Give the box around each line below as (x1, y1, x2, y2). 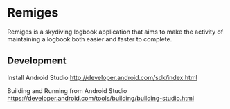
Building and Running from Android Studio (7, 86, 127, 95)
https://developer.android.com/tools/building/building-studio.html (7, 94, 195, 102)
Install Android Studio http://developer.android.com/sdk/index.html (7, 73, 197, 81)
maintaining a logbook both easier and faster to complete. (7, 34, 172, 43)
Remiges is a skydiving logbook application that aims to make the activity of (7, 28, 224, 36)
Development (7, 55, 67, 67)
